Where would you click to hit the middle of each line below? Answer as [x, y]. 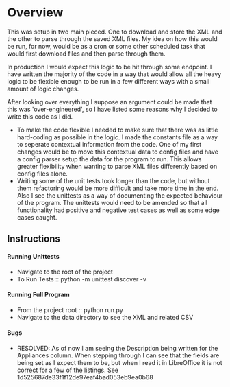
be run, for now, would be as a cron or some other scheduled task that [106, 46]
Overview [35, 13]
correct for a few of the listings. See [67, 370]
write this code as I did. [40, 116]
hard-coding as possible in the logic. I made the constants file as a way [117, 137]
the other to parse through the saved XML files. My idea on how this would [112, 38]
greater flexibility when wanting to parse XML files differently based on [117, 166]
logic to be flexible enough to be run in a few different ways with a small [108, 81]
